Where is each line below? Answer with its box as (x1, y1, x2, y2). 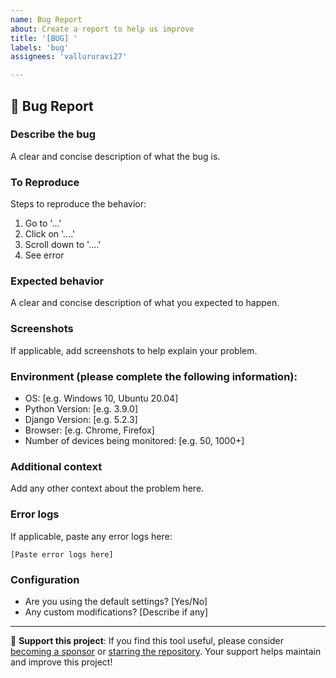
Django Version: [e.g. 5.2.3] (24, 414, 138, 425)
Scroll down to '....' (24, 239, 102, 251)
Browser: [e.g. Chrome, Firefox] (24, 424, 155, 436)
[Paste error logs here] (10, 549, 114, 560)
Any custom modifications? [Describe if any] (24, 606, 208, 618)
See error (24, 249, 65, 261)
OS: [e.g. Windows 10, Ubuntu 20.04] (24, 392, 179, 404)
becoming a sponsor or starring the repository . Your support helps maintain (10, 645, 322, 657)
